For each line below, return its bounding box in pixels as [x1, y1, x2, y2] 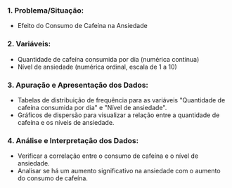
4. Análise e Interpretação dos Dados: [7, 135, 139, 145]
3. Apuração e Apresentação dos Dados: [7, 80, 149, 90]
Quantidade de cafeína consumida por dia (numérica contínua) [17, 55, 200, 63]
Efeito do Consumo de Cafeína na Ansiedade [17, 22, 148, 30]
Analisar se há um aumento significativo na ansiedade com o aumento [17, 167, 221, 175]
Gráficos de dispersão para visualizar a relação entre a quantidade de [17, 111, 220, 119]
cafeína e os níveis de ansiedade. [17, 118, 115, 126]
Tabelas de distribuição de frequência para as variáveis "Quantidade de [17, 95, 226, 104]
